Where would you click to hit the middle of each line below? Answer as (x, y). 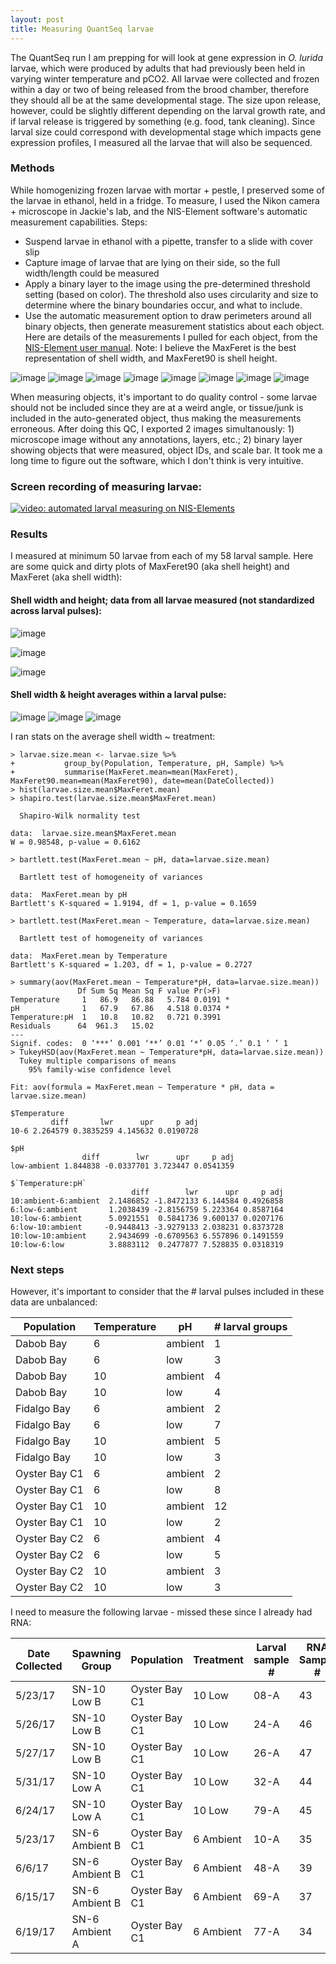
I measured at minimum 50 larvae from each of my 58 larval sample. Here (162, 556)
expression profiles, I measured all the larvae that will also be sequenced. (161, 142)
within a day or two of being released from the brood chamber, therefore (160, 89)
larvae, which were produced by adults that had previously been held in (158, 68)
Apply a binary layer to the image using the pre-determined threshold (167, 283)
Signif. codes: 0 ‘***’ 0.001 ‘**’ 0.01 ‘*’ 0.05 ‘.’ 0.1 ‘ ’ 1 (149, 1043)
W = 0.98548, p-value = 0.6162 (75, 842)
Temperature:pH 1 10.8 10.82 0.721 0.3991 (116, 1017)
